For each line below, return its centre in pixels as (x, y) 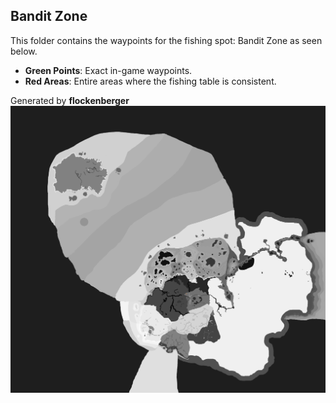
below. (24, 51)
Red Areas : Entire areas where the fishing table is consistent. (150, 81)
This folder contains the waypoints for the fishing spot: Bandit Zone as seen (166, 40)
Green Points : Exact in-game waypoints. (108, 70)
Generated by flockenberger (70, 100)
